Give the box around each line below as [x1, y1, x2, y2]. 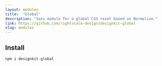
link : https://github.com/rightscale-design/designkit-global [5, 21, 136, 26]
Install [5, 44, 25, 52]
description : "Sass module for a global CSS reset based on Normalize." [5, 16, 158, 21]
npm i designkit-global [5, 56, 54, 61]
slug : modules [5, 25, 35, 30]
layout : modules [5, 7, 39, 12]
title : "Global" [5, 12, 41, 17]
